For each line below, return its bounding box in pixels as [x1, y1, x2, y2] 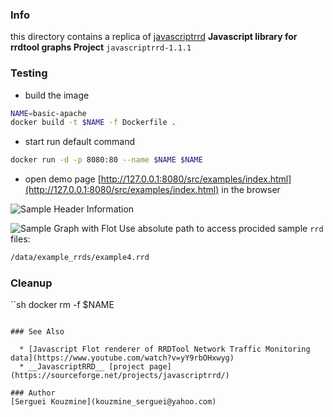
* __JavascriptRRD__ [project [19, 362, 145, 372]
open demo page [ [24, 173, 102, 185]
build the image [24, 89, 90, 101]
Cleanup [10, 276, 53, 290]
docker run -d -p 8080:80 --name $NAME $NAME [10, 155, 203, 165]
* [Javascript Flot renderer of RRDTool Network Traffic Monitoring [19, 344, 311, 355]
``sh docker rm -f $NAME [10, 299, 115, 311]
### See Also [10, 327, 65, 337]
